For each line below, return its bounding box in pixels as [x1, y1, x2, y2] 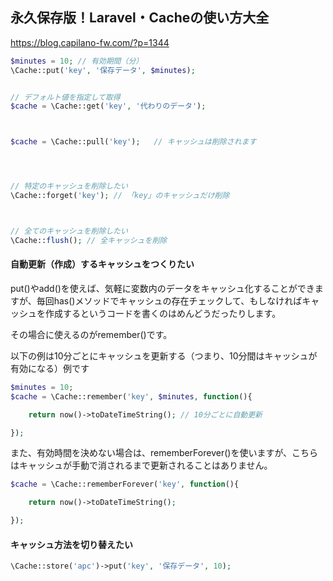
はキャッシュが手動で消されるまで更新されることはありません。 [10, 459, 273, 472]
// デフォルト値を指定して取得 [10, 92, 121, 102]
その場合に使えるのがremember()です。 [10, 328, 173, 340]
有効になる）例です [10, 362, 90, 374]
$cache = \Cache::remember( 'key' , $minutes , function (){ [10, 391, 253, 402]
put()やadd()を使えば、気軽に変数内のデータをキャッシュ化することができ [10, 282, 315, 294]
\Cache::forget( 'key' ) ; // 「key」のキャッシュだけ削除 [10, 191, 230, 201]
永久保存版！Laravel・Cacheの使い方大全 [10, 9, 270, 27]
